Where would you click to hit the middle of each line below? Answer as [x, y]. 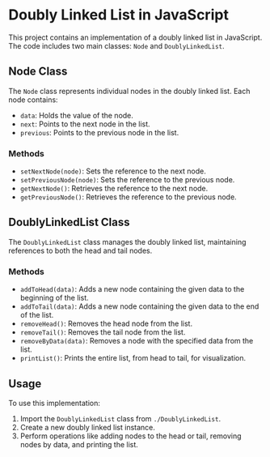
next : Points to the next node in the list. [85, 124]
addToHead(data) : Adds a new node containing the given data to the [132, 289]
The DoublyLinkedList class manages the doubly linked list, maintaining [127, 241]
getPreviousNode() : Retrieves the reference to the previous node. [128, 197]
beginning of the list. [54, 298]
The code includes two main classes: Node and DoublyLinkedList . [116, 45]
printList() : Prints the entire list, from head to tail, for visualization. [133, 358]
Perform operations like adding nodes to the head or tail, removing [131, 436]
